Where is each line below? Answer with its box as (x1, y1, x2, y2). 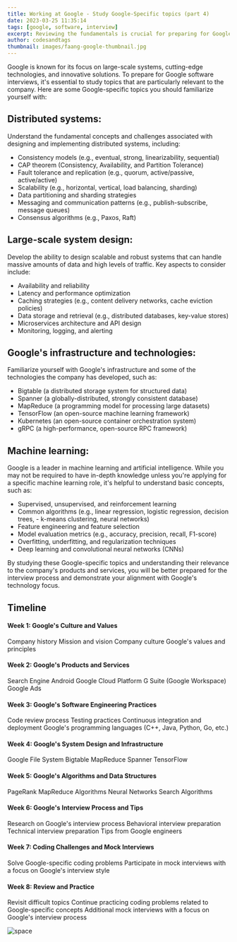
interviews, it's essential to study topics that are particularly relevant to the (7, 78, 224, 86)
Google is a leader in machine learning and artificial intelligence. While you (7, 464, 224, 472)
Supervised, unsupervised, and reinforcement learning (17, 500, 177, 508)
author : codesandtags (7, 37, 71, 44)
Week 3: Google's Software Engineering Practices (7, 700, 157, 709)
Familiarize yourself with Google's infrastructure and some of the (7, 366, 196, 374)
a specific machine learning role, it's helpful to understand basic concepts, (7, 479, 224, 487)
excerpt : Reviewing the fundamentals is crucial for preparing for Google (7, 30, 232, 37)
